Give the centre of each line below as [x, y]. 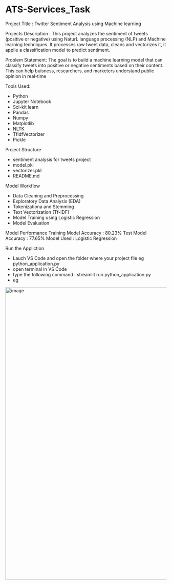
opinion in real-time [26, 76]
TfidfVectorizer [29, 134]
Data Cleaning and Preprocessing [48, 195]
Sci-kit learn [26, 107]
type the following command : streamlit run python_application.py [82, 274]
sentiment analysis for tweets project [52, 159]
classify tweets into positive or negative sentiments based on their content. [84, 65]
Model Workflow [23, 186]
